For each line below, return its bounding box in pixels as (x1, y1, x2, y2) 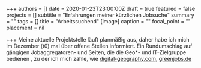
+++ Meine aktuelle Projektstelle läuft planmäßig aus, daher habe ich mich (6, 36, 190, 43)
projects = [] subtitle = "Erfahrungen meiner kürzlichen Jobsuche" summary (6, 11, 195, 19)
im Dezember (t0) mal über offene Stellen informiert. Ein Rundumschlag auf (6, 42, 193, 49)
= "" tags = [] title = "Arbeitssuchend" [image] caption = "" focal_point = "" (6, 18, 191, 25)
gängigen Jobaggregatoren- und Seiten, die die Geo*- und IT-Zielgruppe (6, 49, 187, 56)
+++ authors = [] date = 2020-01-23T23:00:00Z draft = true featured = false (6, 5, 196, 12)
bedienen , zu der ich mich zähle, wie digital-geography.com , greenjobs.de (6, 55, 192, 62)
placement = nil (6, 24, 45, 31)
